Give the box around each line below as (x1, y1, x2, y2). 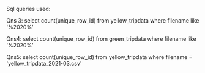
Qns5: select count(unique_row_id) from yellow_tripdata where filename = (6, 54, 193, 60)
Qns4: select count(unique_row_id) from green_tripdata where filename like (6, 35, 197, 42)
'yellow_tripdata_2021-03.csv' (6, 60, 82, 67)
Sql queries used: (6, 5, 51, 12)
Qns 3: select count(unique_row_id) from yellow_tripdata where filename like (6, 17, 199, 24)
